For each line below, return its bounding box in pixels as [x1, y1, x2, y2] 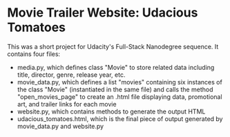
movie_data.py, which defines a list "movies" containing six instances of [17, 77, 222, 86]
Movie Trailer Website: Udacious [7, 5, 198, 21]
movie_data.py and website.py [17, 122, 104, 130]
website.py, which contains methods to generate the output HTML [17, 107, 206, 116]
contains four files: [7, 50, 61, 58]
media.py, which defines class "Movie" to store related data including [17, 63, 215, 71]
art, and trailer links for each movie [17, 100, 117, 108]
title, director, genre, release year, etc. [17, 71, 126, 79]
